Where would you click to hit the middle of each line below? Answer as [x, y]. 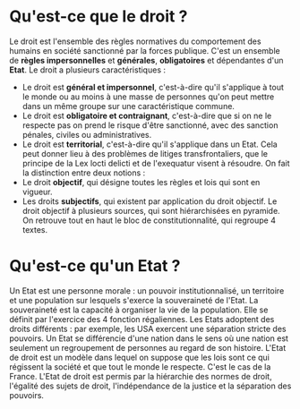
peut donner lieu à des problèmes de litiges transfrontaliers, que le [145, 153]
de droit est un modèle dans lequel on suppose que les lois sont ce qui [140, 357]
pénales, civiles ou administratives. [87, 134]
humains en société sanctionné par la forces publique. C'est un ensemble [145, 50]
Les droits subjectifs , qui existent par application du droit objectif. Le [150, 201]
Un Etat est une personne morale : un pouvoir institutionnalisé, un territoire [147, 290]
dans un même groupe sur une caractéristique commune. [129, 106]
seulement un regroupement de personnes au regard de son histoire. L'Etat [148, 347]
